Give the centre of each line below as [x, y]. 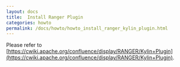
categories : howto [29, 23]
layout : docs [22, 12]
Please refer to [24, 45]
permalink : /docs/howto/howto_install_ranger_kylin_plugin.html [87, 28]
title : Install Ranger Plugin [45, 17]
